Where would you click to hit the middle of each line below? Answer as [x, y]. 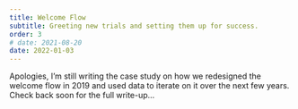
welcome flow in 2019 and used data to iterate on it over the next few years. [149, 86]
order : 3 [26, 34]
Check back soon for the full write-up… [82, 96]
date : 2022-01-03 [42, 51]
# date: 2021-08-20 [46, 42]
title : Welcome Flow [48, 17]
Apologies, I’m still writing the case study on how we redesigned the [136, 76]
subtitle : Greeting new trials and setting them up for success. [134, 26]
